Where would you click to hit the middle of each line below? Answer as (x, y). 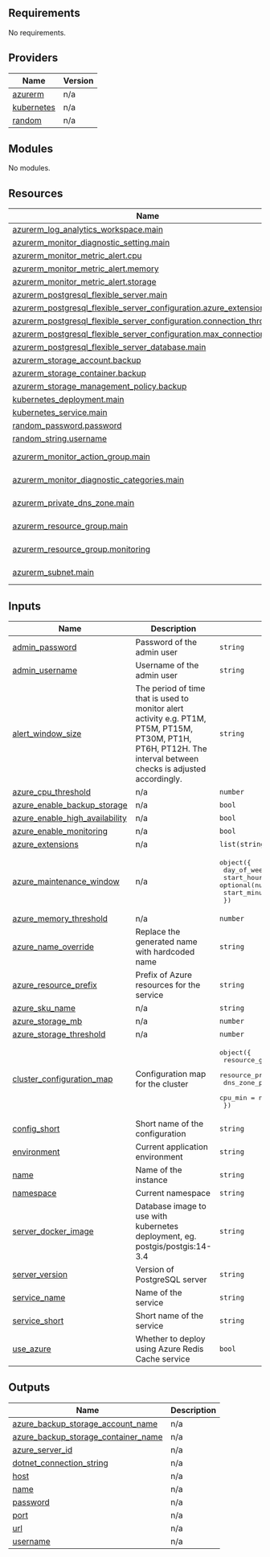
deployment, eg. (166, 1236)
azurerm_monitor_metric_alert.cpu (77, 256)
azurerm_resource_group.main (70, 526)
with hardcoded (165, 952)
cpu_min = (237, 1098)
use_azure (32, 1349)
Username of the (167, 665)
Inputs (25, 606)
